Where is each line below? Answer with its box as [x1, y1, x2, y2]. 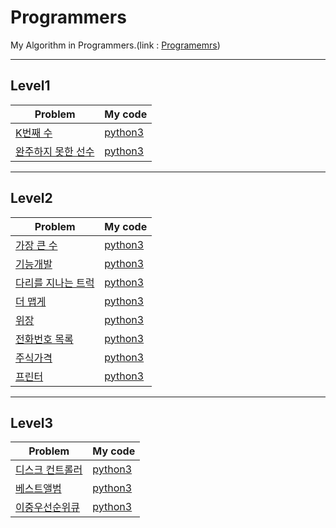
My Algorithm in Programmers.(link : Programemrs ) [10, 39, 221, 51]
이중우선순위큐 [15, 501, 81, 515]
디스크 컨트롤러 [15, 463, 83, 477]
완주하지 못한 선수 [15, 144, 95, 158]
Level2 [10, 190, 53, 207]
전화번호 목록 [15, 332, 74, 346]
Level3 [10, 414, 53, 431]
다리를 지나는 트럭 [15, 276, 95, 290]
